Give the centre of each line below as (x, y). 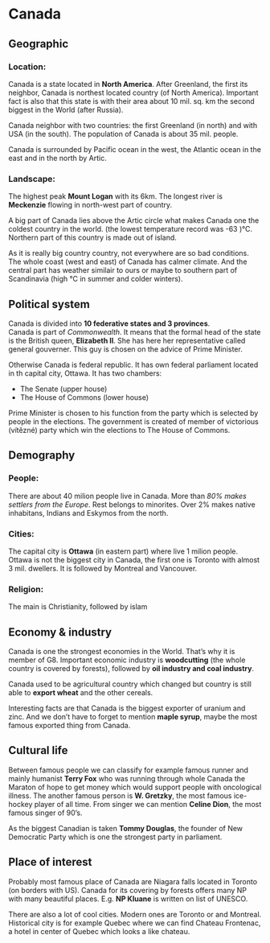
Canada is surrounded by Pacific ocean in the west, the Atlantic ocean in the (135, 149)
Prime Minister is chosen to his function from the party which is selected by (133, 413)
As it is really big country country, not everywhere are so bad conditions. (129, 253)
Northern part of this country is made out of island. (92, 237)
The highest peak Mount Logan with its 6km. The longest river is (116, 196)
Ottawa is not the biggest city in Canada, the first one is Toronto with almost (134, 559)
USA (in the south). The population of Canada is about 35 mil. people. (123, 134)
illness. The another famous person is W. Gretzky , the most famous (120, 795)
